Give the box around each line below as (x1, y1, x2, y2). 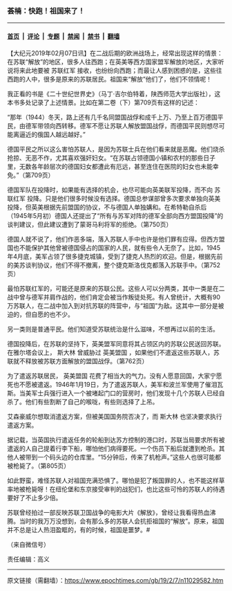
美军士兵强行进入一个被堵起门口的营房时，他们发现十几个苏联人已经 (25, 389, 219, 397)
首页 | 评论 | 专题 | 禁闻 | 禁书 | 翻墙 (7, 32, 120, 40)
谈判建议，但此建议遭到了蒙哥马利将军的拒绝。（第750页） (7, 220, 173, 228)
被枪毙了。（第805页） (7, 462, 70, 470)
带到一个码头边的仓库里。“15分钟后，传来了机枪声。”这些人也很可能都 (25, 453, 222, 461)
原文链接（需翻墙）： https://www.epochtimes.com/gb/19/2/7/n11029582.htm (7, 576, 224, 584)
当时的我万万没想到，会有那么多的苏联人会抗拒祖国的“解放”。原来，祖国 (19, 517, 224, 525)
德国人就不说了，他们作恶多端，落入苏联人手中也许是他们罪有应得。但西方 (7, 235, 219, 243)
